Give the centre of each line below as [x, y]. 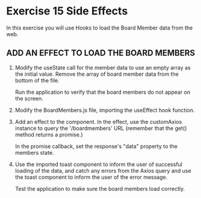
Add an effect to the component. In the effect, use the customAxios [98, 122]
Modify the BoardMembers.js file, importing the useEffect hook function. [105, 110]
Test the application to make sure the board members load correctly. [100, 188]
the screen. [29, 98]
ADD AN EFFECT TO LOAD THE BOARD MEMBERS [101, 53]
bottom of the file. [37, 80]
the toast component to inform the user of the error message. [91, 177]
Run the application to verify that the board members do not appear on [103, 92]
